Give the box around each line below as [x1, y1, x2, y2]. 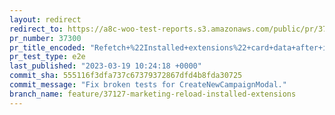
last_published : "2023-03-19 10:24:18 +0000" [9, 61, 202, 71]
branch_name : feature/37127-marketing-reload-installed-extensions [9, 89, 297, 99]
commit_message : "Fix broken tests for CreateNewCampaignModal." [9, 80, 287, 90]
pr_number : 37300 [9, 33, 82, 43]
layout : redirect [9, 14, 82, 25]
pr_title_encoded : [9, 42, 86, 53]
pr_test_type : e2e [9, 52, 86, 62]
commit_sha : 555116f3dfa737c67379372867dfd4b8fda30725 [9, 71, 243, 81]
